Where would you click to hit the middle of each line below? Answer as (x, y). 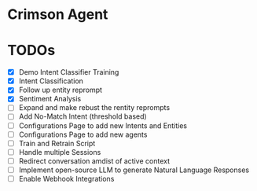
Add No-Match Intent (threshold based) (83, 116)
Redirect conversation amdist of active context (94, 161)
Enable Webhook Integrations (66, 178)
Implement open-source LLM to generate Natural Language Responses (134, 170)
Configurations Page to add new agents (83, 134)
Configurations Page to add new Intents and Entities (103, 125)
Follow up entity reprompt (61, 90)
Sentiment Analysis (50, 99)
